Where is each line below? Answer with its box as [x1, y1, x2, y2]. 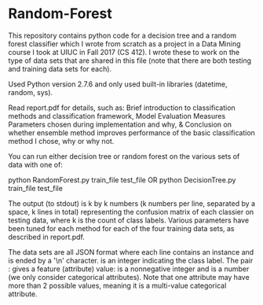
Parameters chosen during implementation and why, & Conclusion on [8, 119, 232, 129]
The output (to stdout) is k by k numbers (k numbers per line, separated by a [8, 198, 256, 208]
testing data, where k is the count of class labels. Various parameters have [8, 215, 250, 225]
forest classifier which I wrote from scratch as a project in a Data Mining [8, 39, 241, 48]
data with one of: [8, 160, 63, 169]
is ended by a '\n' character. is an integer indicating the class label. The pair [8, 255, 254, 265]
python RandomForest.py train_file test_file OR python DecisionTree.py [8, 175, 236, 185]
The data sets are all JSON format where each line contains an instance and [8, 247, 254, 256]
